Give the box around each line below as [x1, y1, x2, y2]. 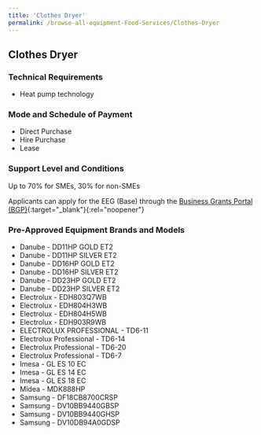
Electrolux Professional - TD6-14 [19, 334, 126, 344]
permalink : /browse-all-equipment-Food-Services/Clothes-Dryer [8, 19, 220, 27]
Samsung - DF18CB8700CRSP [19, 393, 119, 402]
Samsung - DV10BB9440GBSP [19, 401, 119, 411]
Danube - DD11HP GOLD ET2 [19, 242, 114, 252]
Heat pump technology [19, 90, 94, 99]
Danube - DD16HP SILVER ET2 [19, 267, 119, 277]
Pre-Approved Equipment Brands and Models [8, 224, 185, 235]
